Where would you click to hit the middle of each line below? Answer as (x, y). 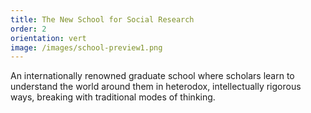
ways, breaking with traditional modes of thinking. (113, 97)
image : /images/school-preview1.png (86, 47)
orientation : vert (48, 38)
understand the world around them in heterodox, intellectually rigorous (156, 87)
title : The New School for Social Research (102, 19)
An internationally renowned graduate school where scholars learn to (152, 76)
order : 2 (28, 29)
